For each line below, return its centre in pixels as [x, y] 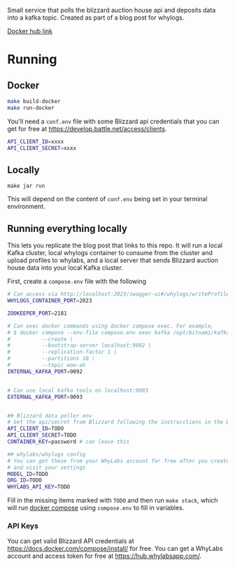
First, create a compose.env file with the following [77, 281]
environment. [26, 207]
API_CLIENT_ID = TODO [36, 429]
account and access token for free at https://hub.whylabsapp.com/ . [105, 556]
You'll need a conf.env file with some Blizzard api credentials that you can [114, 121]
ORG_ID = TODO [24, 480]
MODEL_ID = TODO [28, 474]
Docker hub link [30, 31]
